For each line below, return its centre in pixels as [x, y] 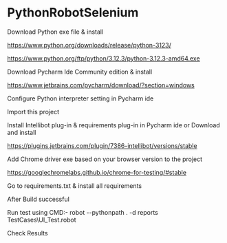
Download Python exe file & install [55, 32]
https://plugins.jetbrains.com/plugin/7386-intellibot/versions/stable [102, 145]
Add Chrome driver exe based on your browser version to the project [105, 159]
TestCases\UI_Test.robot [42, 220]
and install [22, 132]
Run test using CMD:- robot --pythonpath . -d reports [83, 212]
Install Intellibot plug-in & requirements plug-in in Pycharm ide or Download [113, 125]
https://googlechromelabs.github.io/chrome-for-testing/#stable [97, 172]
